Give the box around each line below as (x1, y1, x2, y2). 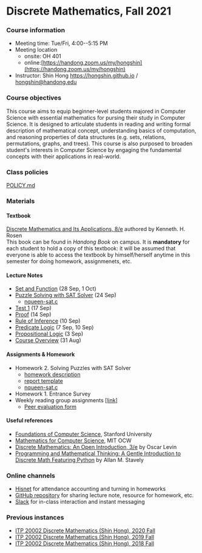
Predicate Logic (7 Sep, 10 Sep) (15, 324, 94, 331)
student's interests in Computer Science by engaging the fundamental (6, 146, 182, 153)
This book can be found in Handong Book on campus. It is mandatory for (6, 238, 190, 246)
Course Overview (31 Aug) (15, 337, 81, 344)
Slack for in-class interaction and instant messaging (15, 498, 145, 506)
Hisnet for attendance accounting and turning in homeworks (15, 485, 166, 493)
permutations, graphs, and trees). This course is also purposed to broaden (6, 140, 193, 147)
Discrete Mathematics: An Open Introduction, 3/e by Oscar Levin (15, 443, 177, 450)
